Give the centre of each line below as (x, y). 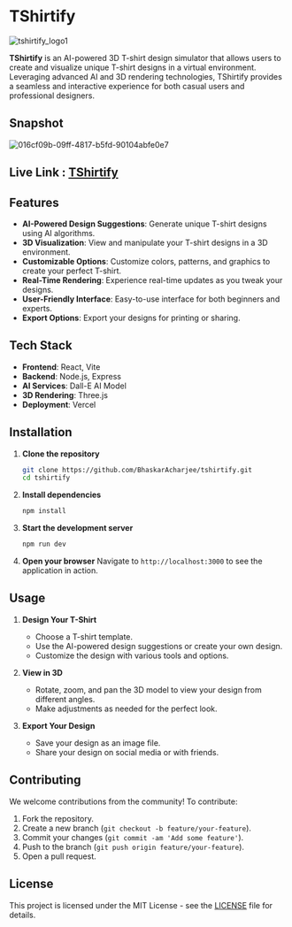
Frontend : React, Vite (61, 367)
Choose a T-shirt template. (84, 636)
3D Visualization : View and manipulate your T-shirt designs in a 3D (145, 242)
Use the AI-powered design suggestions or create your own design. (159, 646)
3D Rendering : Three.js (65, 395)
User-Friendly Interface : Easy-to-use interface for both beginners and (151, 299)
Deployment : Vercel (59, 404)
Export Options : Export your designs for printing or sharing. (131, 318)
